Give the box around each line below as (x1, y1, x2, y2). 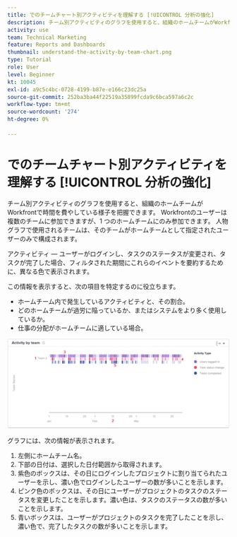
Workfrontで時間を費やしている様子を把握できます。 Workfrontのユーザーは (7, 208, 228, 216)
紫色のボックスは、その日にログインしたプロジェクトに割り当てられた (17, 469, 222, 478)
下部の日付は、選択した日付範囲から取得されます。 (17, 460, 166, 469)
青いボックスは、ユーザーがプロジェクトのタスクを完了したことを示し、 (17, 513, 228, 522)
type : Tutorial (7, 57, 52, 64)
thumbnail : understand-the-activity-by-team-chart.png (7, 49, 172, 56)
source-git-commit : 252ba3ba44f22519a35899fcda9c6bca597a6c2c (7, 93, 194, 100)
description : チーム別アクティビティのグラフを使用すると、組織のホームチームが (7, 18, 215, 26)
